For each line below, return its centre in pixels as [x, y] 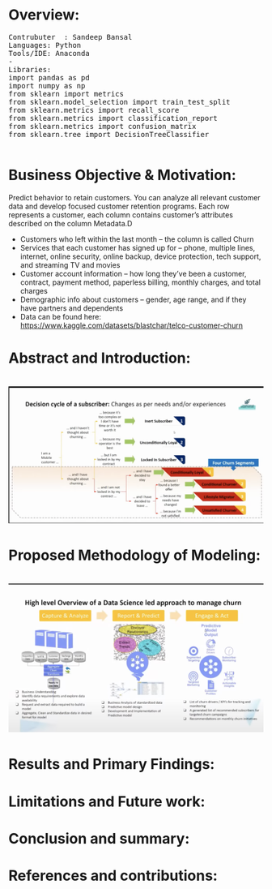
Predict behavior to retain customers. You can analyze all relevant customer [134, 197]
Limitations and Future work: [107, 801]
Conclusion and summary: [99, 838]
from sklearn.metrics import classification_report [113, 118]
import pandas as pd [49, 77]
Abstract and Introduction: [100, 358]
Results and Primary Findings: [112, 764]
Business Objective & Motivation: [122, 175]
